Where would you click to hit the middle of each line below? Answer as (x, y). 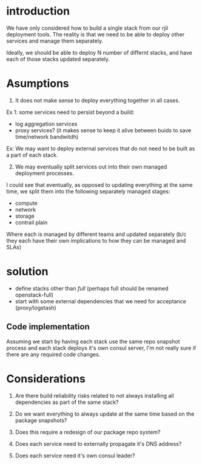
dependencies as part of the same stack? (67, 402)
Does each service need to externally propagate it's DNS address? (98, 443)
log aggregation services (46, 124)
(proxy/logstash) (35, 308)
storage (25, 216)
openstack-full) (34, 295)
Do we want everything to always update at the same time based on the (105, 414)
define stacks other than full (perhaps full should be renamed (92, 288)
